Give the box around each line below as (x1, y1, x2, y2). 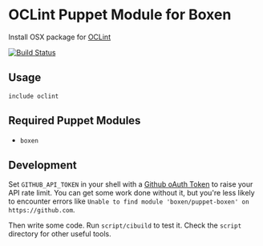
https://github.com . (8, 205, 75, 215)
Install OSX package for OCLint (8, 32, 111, 42)
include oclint (8, 92, 59, 100)
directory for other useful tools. (8, 229, 111, 239)
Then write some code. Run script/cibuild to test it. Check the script (8, 220, 242, 230)
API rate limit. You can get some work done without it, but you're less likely (8, 188, 255, 198)
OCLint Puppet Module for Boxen (8, 6, 232, 24)
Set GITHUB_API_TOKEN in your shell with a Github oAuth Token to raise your (8, 179, 253, 189)
